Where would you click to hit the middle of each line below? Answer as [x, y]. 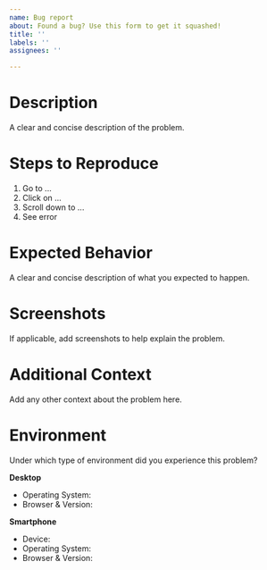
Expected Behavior [81, 253]
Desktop [25, 477]
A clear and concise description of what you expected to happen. [129, 277]
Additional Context [80, 375]
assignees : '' [36, 51]
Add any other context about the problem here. [96, 399]
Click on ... [42, 198]
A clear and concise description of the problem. [97, 128]
